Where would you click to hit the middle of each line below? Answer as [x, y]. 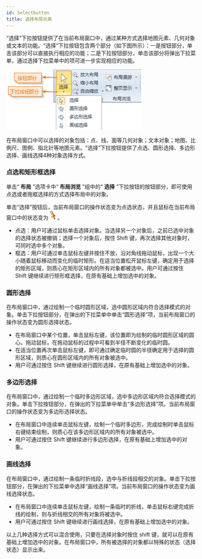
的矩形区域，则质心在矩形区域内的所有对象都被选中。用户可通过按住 [99, 268]
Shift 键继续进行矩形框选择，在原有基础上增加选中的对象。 [87, 275]
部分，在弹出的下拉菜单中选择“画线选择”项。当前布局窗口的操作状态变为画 [103, 486]
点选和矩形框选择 [31, 172]
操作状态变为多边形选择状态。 [54, 412]
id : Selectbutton [28, 13]
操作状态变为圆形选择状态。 [41, 322]
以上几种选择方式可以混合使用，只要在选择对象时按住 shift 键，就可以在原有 [100, 534]
